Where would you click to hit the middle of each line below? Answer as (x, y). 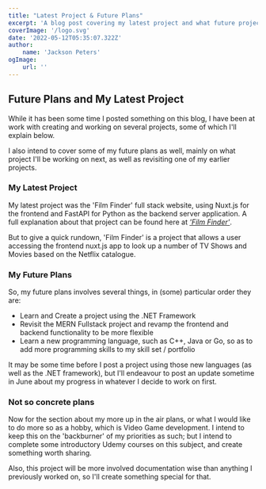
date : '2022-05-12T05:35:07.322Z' (65, 38)
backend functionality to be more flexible (87, 333)
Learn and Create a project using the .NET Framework (108, 316)
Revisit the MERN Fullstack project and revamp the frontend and (124, 324)
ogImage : (23, 60)
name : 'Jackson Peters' (62, 52)
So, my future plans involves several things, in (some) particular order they (130, 292)
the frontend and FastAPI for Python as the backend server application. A (127, 213)
